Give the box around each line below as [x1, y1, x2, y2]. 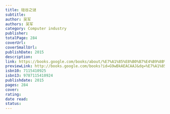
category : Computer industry [5, 26, 67, 31]
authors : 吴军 [5, 21, 34, 27]
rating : [5, 92, 22, 97]
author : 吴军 [5, 17, 31, 22]
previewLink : [5, 64, 33, 69]
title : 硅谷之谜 [5, 7, 36, 13]
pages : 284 [5, 82, 28, 87]
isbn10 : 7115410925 [5, 69, 47, 74]
